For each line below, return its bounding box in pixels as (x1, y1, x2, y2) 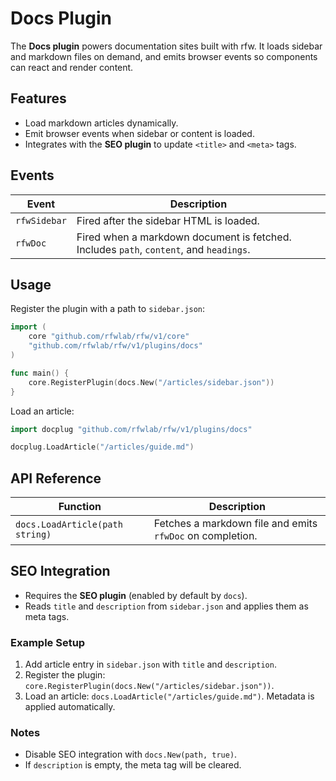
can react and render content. (10, 61, 134, 73)
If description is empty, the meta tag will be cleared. (24, 759, 242, 771)
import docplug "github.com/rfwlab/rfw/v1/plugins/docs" (10, 424, 253, 434)
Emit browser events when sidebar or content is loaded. (24, 127, 255, 139)
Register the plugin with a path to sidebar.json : (10, 303, 206, 315)
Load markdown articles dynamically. (24, 117, 179, 129)
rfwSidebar (15, 215, 67, 226)
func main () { (10, 368, 70, 378)
